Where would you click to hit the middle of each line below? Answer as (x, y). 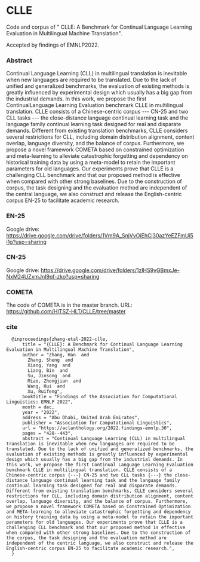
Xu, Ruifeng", (45, 392)
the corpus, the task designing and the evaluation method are (87, 538)
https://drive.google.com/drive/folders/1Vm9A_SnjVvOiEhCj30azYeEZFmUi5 (100, 235)
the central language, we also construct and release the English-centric (94, 194)
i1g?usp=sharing (26, 242)
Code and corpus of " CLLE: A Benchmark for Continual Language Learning (99, 27)
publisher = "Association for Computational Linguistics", (97, 423)
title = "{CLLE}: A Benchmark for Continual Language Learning (102, 344)
